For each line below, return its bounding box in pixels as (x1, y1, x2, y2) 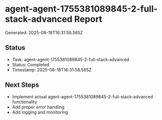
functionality (12, 99, 37, 105)
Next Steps (5, 81, 39, 89)
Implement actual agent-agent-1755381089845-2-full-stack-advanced (12, 93, 153, 100)
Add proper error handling (12, 104, 65, 110)
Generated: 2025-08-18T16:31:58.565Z (5, 30, 83, 35)
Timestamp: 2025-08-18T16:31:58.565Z (12, 67, 92, 73)
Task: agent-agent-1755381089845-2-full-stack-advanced (12, 57, 130, 62)
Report (74, 14, 103, 25)
